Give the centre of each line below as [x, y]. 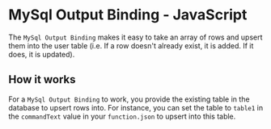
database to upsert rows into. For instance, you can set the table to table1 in [136, 107]
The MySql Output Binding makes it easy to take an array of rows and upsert [135, 37]
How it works [42, 79]
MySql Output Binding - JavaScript [128, 15]
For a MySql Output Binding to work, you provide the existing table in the [129, 99]
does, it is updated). [42, 54]
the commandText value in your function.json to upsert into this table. [122, 116]
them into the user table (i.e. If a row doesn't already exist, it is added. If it [131, 45]
